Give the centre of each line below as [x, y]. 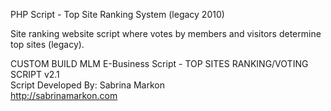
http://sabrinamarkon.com [64, 95]
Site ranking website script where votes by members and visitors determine [166, 33]
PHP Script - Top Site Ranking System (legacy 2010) [117, 14]
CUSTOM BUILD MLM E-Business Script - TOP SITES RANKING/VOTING [159, 63]
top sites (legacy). [47, 44]
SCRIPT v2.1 [35, 74]
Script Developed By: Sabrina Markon [87, 85]
